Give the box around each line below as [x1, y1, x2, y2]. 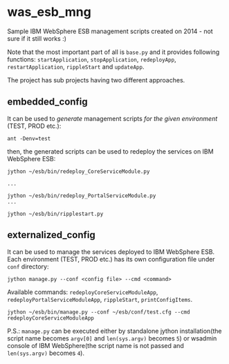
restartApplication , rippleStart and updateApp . [7, 62, 145, 71]
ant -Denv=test [7, 135, 51, 142]
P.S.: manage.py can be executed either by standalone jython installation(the [7, 327, 223, 335]
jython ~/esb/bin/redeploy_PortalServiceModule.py [7, 192, 156, 199]
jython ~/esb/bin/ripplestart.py [7, 210, 104, 217]
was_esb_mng [7, 4, 91, 20]
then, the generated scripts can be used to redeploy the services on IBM [7, 147, 214, 156]
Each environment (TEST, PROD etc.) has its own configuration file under [7, 255, 216, 263]
